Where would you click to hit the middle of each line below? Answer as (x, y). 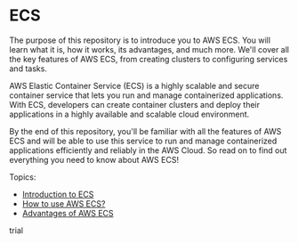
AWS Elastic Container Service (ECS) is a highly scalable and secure (134, 85)
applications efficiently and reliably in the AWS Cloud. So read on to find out (148, 150)
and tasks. (28, 69)
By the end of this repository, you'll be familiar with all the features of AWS (145, 131)
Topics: (23, 177)
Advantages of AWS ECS (68, 213)
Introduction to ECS (58, 194)
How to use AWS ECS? (64, 203)
